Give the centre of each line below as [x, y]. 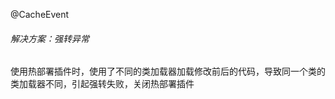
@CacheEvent [40, 14]
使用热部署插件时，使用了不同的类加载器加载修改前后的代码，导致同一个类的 [168, 71]
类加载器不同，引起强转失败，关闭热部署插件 [102, 84]
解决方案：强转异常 [50, 38]
